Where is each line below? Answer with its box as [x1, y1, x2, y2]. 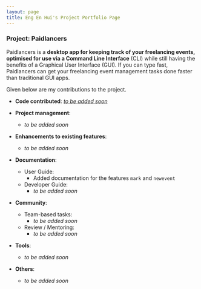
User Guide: [24, 168, 54, 175]
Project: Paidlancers [6, 35, 67, 43]
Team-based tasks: [24, 210, 73, 218]
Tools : [15, 242, 31, 249]
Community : [15, 199, 47, 206]
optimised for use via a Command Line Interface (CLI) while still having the [6, 55, 196, 62]
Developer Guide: [24, 181, 68, 188]
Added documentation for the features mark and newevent [33, 174, 176, 182]
